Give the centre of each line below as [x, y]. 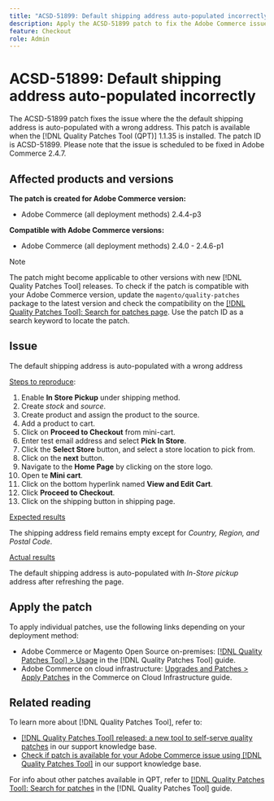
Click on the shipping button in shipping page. [98, 501]
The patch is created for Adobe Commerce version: [98, 199]
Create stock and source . [63, 406]
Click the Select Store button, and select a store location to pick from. [138, 449]
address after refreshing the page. [67, 581]
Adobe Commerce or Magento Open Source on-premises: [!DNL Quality [141, 651]
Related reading [50, 703]
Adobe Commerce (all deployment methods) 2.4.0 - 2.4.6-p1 [122, 246]
